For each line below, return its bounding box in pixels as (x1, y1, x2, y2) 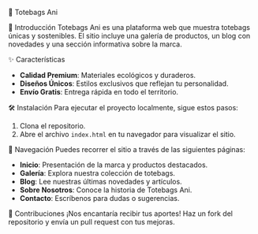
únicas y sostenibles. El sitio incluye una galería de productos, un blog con (8, 32, 251, 40)
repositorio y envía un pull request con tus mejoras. (8, 217, 175, 226)
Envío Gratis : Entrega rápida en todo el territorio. (19, 87, 179, 96)
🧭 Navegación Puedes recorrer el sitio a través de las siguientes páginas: (8, 145, 246, 154)
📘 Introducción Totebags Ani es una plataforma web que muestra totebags (8, 23, 251, 32)
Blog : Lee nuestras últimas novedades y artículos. (19, 177, 183, 186)
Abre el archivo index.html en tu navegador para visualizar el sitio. (19, 130, 236, 139)
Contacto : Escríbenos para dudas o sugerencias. (19, 194, 180, 202)
